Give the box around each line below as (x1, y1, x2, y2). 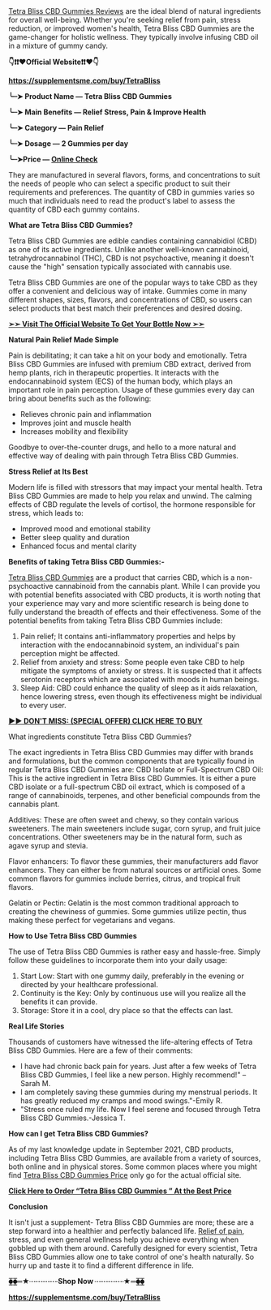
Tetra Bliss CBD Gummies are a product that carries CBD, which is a (8, 573, 235, 582)
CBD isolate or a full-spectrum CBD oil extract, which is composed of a (8, 782, 246, 792)
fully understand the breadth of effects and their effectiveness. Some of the (8, 608, 261, 616)
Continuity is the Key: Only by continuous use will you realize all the (19, 989, 246, 998)
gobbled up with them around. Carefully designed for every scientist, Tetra (8, 1243, 258, 1252)
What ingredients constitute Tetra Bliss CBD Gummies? (8, 732, 192, 741)
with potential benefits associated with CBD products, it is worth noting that (8, 590, 261, 599)
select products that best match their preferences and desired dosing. (8, 303, 243, 313)
